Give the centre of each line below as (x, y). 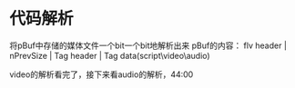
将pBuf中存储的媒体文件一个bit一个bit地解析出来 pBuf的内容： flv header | (148, 45)
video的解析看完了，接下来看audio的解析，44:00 (102, 74)
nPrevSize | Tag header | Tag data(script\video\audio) (110, 55)
